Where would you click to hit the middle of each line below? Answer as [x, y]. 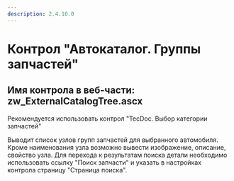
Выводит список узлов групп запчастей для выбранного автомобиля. [113, 140]
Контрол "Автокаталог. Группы [104, 49]
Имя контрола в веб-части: [71, 90]
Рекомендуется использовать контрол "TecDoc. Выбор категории [107, 119]
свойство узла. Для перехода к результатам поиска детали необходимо [117, 155]
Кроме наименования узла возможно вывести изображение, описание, [117, 147]
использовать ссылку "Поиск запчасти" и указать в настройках [105, 162]
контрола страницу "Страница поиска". [67, 170]
